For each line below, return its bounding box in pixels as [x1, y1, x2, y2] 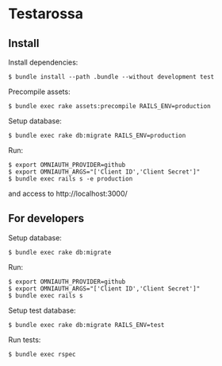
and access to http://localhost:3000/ [8, 189, 128, 198]
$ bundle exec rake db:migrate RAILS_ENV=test [8, 321, 165, 329]
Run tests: [8, 335, 41, 345]
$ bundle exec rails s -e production [8, 175, 133, 183]
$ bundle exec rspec [8, 350, 77, 358]
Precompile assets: [8, 87, 71, 96]
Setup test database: [8, 306, 77, 315]
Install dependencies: [8, 57, 78, 67]
